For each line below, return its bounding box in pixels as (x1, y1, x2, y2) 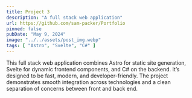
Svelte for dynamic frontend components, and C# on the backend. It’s (6, 65, 180, 73)
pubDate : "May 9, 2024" (6, 31, 66, 38)
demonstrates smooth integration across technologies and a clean (6, 78, 171, 85)
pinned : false (6, 25, 42, 32)
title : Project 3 (6, 8, 50, 15)
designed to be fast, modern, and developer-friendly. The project (6, 72, 168, 79)
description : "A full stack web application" (6, 15, 123, 21)
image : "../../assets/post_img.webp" (6, 37, 101, 43)
